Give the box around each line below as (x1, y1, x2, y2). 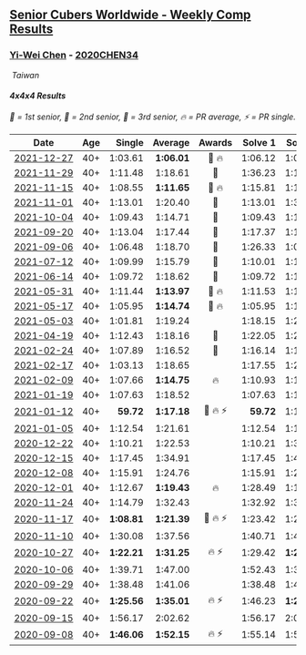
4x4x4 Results (9, 90, 66, 101)
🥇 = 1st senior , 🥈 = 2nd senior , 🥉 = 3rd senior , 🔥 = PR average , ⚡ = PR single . (9, 111, 296, 122)
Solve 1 (242, 136, 276, 148)
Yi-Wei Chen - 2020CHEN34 (9, 49, 139, 62)
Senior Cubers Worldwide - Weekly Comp (9, 7, 251, 23)
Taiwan (11, 69, 39, 80)
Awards (199, 136, 233, 148)
